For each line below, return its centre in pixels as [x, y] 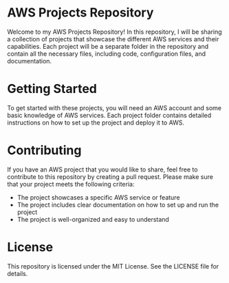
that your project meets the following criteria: [71, 184]
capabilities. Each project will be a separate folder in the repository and [108, 46]
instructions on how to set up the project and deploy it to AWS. [96, 123]
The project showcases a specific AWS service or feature [98, 197]
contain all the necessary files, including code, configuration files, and [107, 54]
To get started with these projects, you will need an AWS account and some [115, 107]
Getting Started [52, 89]
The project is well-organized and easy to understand [93, 219]
